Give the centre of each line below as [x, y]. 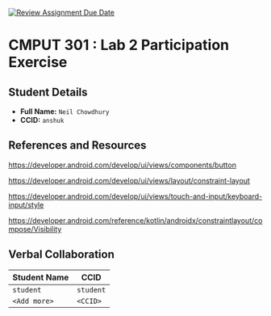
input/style [26, 204]
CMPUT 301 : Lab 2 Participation [119, 45]
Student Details [48, 92]
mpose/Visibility [35, 229]
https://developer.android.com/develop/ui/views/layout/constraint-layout [129, 180]
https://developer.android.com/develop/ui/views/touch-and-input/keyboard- [135, 196]
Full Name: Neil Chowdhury [65, 112]
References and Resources [77, 145]
